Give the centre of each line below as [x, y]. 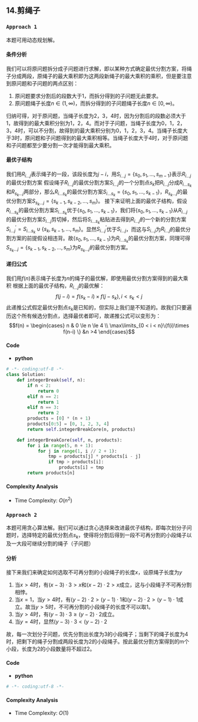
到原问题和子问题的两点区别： [42, 83]
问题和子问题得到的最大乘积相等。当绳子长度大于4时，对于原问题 [109, 138]
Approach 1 [22, 27]
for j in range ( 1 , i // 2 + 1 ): [77, 451]
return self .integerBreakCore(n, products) [81, 429]
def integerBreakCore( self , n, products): [70, 440]
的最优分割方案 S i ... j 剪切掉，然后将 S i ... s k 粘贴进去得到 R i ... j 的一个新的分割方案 [96, 220]
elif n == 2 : [43, 397]
